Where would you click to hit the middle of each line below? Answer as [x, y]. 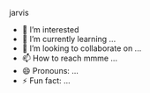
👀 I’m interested [50, 29]
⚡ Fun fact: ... [46, 81]
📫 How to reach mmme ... [69, 58]
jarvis [19, 13]
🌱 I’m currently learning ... [69, 39]
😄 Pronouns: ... [50, 71]
